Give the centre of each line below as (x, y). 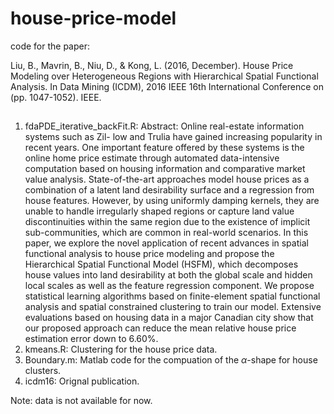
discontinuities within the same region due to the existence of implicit (167, 222)
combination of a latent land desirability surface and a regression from (169, 190)
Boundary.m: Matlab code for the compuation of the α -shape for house (171, 360)
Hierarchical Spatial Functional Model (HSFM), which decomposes (161, 264)
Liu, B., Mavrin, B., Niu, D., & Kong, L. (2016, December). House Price (152, 65)
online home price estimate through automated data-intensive (152, 158)
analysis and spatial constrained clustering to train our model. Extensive (173, 307)
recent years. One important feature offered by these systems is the (164, 148)
